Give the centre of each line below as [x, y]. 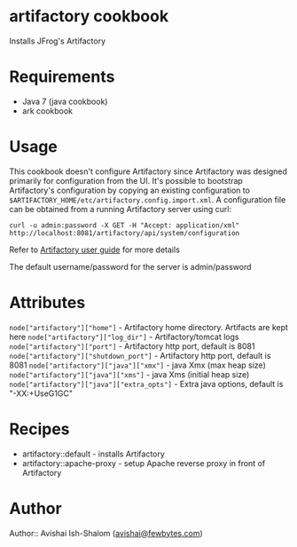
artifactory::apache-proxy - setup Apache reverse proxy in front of [144, 463]
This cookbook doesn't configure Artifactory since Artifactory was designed [148, 171]
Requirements [62, 77]
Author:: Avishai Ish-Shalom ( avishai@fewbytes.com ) [106, 533]
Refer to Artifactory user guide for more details [94, 250]
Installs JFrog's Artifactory [58, 41]
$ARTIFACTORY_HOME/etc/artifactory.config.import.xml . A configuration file [148, 199]
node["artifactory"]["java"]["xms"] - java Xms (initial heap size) [129, 374]
